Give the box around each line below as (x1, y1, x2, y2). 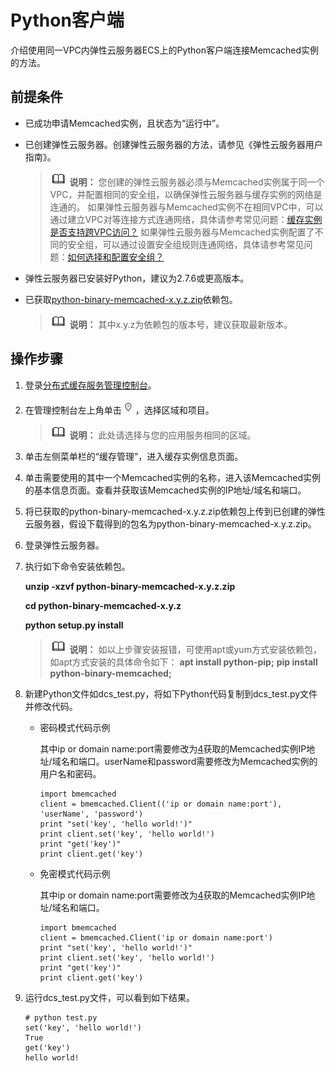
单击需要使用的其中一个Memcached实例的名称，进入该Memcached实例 (24, 471, 321, 483)
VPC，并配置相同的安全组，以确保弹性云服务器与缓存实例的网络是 (49, 188, 323, 200)
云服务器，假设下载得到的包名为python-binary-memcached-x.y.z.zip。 (24, 517, 317, 530)
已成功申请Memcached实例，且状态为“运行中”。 (24, 117, 225, 129)
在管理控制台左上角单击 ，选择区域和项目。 (24, 404, 215, 416)
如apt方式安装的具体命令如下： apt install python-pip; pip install (49, 656, 318, 668)
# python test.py (24, 1012, 98, 1023)
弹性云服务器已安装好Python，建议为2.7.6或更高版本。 (24, 272, 250, 284)
